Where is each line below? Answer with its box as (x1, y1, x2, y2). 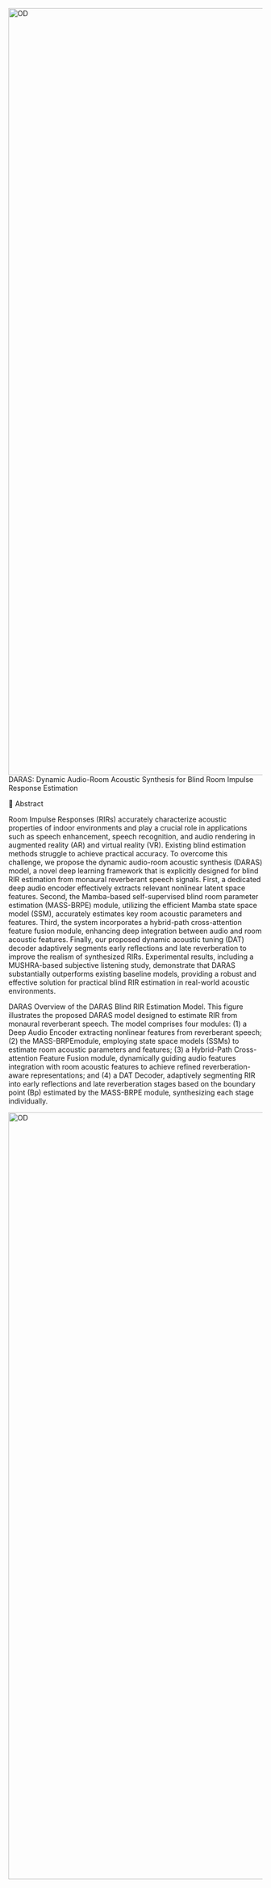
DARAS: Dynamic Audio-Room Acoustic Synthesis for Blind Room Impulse (8, 775, 254, 784)
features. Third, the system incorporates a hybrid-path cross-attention (8, 918, 242, 927)
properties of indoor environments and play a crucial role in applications (8, 823, 248, 832)
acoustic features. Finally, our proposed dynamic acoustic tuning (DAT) (8, 935, 244, 944)
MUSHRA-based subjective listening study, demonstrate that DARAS (8, 961, 236, 969)
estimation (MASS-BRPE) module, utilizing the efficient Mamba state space (8, 901, 258, 910)
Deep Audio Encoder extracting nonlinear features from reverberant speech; (8, 1028, 262, 1037)
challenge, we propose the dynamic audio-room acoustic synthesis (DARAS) (8, 857, 263, 867)
